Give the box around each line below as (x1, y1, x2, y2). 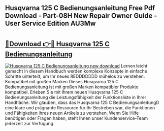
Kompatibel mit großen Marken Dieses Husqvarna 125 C (5, 79, 119, 84)
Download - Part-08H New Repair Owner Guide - (5, 12, 157, 20)
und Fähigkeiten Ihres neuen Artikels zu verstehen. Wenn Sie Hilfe (5, 110, 139, 116)
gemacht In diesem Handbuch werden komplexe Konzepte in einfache (5, 68, 148, 74)
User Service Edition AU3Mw (5, 19, 96, 28)
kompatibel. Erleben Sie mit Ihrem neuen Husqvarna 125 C (5, 89, 123, 95)
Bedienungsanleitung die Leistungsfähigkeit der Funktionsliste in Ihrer (5, 95, 147, 100)
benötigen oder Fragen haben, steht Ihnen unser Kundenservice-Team (5, 115, 148, 121)
